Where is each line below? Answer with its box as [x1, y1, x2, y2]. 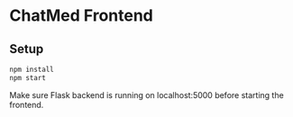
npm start [9, 73, 47, 82]
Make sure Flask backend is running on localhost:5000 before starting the [9, 89, 284, 100]
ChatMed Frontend [9, 5, 153, 26]
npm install [9, 65, 54, 74]
